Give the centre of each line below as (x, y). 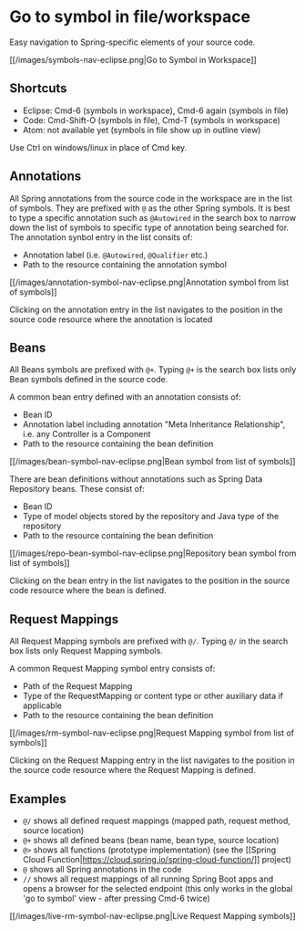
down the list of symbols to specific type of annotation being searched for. (149, 227)
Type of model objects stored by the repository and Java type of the (151, 517)
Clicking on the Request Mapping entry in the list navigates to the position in (152, 760)
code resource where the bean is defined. (88, 590)
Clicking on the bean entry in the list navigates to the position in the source (150, 580)
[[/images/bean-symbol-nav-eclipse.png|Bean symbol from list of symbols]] (152, 462)
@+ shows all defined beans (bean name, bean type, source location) (151, 840)
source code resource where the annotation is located (111, 319)
